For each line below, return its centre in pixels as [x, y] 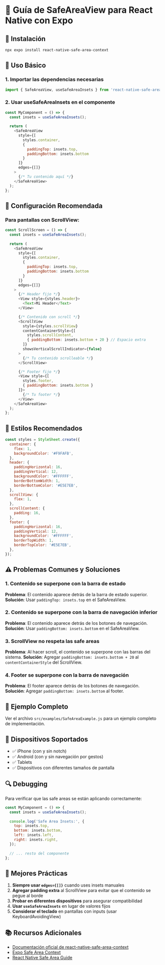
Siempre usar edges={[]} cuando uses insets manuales [68, 885]
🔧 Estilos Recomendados [44, 428]
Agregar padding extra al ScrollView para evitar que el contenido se [82, 891]
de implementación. [25, 724]
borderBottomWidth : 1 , [37, 481]
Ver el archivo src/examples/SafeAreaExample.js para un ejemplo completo [81, 718]
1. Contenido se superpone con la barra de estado [66, 584]
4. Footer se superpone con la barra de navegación [67, 675]
